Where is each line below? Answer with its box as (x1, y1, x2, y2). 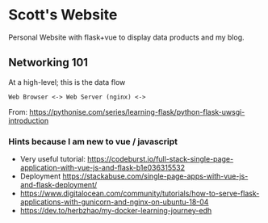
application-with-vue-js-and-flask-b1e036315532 (19, 163, 186, 173)
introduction (8, 116, 49, 125)
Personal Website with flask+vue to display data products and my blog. (8, 32, 245, 42)
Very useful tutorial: (19, 154, 86, 164)
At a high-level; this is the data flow (8, 77, 126, 86)
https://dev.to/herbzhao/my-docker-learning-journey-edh (19, 206, 212, 216)
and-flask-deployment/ (19, 180, 98, 190)
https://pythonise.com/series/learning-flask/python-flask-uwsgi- (29, 107, 245, 116)
